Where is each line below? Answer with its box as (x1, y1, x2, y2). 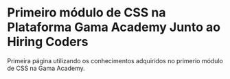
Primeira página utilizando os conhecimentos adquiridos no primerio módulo (7, 56, 223, 65)
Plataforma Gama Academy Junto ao (7, 19, 221, 35)
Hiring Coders (7, 34, 89, 49)
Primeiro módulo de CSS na (7, 5, 166, 21)
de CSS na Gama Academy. (7, 64, 85, 72)
